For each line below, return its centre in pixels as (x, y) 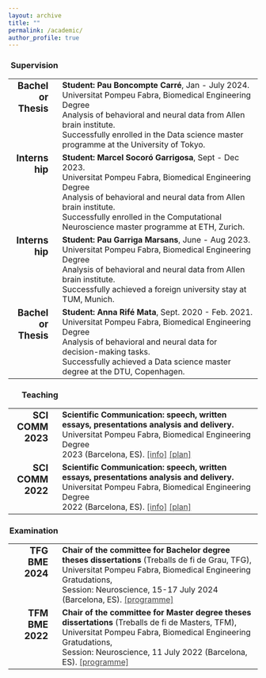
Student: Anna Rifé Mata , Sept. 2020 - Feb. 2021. (158, 312)
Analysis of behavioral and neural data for (140, 342)
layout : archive (35, 15)
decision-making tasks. (106, 351)
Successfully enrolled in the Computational (142, 216)
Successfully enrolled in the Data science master (153, 134)
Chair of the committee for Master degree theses (157, 613)
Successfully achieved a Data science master (146, 362)
